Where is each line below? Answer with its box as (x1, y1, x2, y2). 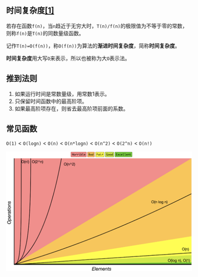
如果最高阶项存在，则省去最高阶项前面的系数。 (14, 105, 128, 112)
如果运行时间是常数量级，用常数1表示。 (14, 90, 110, 97)
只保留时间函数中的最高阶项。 (14, 98, 87, 105)
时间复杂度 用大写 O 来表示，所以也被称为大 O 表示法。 (6, 55, 131, 62)
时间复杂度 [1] (6, 5, 54, 16)
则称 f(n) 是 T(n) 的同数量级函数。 (6, 29, 84, 36)
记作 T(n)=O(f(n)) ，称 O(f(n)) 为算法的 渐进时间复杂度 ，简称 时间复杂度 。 (6, 42, 181, 49)
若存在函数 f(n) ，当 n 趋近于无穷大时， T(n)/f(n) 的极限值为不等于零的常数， (6, 22, 188, 29)
